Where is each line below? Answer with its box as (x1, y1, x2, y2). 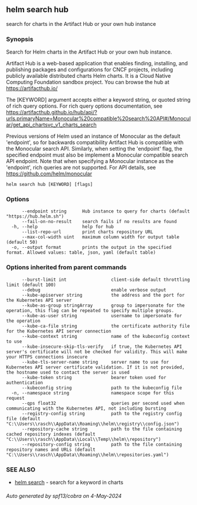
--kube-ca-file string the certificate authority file (21, 323, 191, 329)
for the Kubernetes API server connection (6, 328, 111, 334)
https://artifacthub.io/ (6, 85, 58, 92)
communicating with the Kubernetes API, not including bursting (6, 406, 167, 411)
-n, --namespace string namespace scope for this (11, 390, 175, 396)
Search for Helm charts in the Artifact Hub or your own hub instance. (6, 48, 172, 55)
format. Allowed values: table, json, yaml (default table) (6, 250, 157, 255)
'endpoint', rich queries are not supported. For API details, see (6, 164, 157, 171)
